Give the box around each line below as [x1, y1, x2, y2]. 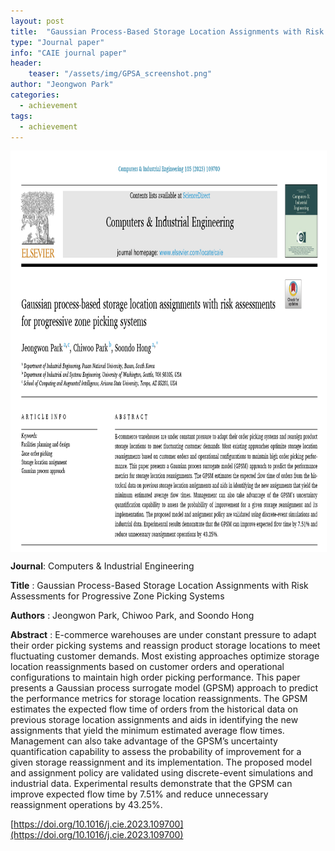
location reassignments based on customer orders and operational [10, 661, 285, 673]
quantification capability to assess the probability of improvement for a [10, 746, 302, 758]
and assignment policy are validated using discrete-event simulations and [10, 767, 314, 779]
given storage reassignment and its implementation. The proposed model [10, 756, 313, 769]
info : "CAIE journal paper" [10, 48, 128, 58]
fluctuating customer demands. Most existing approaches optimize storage [10, 650, 320, 662]
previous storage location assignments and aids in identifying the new [10, 714, 299, 726]
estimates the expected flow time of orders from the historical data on [10, 703, 298, 715]
